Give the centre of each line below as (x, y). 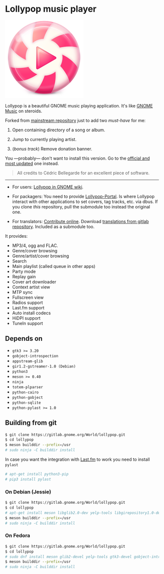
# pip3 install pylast (28, 479)
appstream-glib (28, 361)
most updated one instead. (32, 163)
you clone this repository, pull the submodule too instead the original (81, 206)
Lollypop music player (51, 9)
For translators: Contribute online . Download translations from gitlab (80, 221)
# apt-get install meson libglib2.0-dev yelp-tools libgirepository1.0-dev (84, 513)
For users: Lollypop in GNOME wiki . (48, 187)
